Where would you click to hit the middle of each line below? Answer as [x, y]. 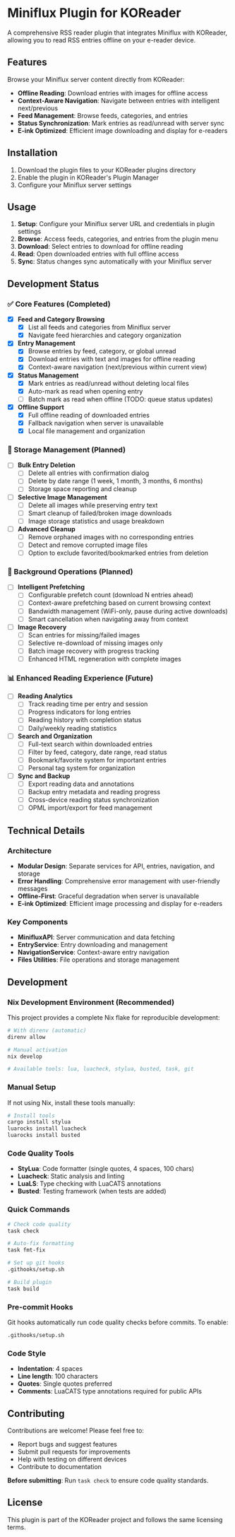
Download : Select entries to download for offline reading [100, 247]
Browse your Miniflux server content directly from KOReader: [96, 79]
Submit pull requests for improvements [74, 1451]
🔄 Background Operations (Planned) [70, 572]
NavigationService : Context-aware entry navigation [93, 953]
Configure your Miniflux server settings [74, 184]
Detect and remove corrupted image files [88, 545]
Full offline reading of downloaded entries [89, 415]
